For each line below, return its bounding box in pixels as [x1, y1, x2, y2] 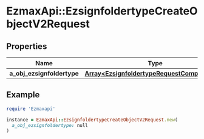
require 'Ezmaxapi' [6, 106, 56, 112]
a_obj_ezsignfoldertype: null [12, 122, 88, 128]
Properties [6, 41, 47, 51]
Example [6, 89, 40, 100]
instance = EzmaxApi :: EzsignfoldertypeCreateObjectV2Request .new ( [6, 117, 178, 123]
